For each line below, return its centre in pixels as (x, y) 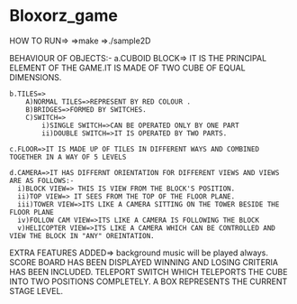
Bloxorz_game (64, 16)
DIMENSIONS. (36, 77)
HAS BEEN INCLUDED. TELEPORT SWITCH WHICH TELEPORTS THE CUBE (148, 272)
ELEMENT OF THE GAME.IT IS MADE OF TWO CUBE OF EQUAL (127, 68)
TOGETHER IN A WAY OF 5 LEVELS (68, 157)
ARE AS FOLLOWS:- (42, 180)
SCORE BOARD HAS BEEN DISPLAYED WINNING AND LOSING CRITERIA (144, 262)
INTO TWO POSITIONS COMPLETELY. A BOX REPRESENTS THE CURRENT (148, 281)
